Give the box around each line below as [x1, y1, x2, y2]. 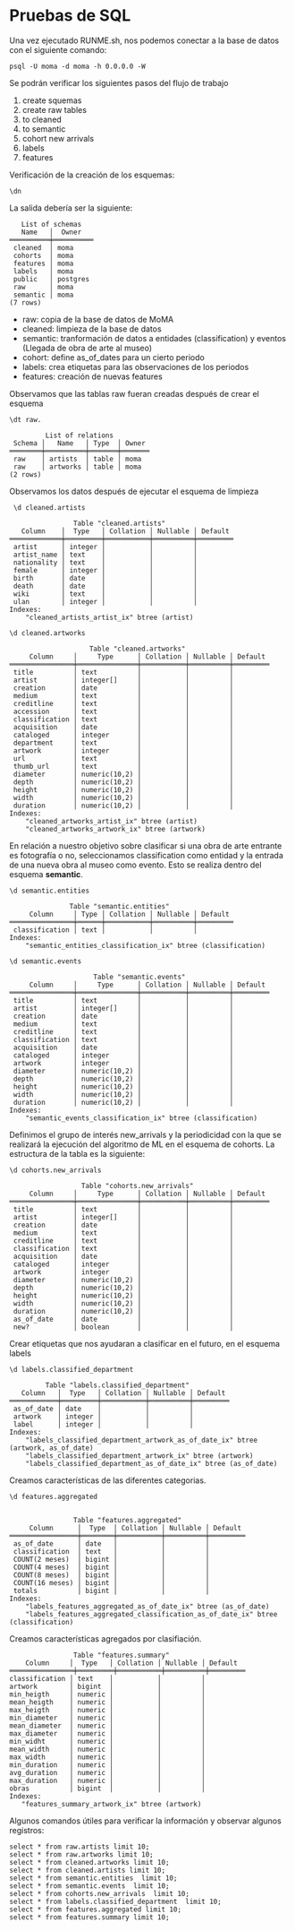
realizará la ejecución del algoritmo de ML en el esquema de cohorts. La [9, 1139, 275, 1150]
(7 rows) [9, 297, 42, 307]
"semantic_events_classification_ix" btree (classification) [25, 1113, 257, 1123]
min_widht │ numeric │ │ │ [9, 1737, 206, 1746]
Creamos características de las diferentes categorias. [9, 1475, 206, 1486]
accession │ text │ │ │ [13, 707, 234, 716]
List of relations [45, 431, 114, 440]
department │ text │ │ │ [13, 738, 234, 747]
